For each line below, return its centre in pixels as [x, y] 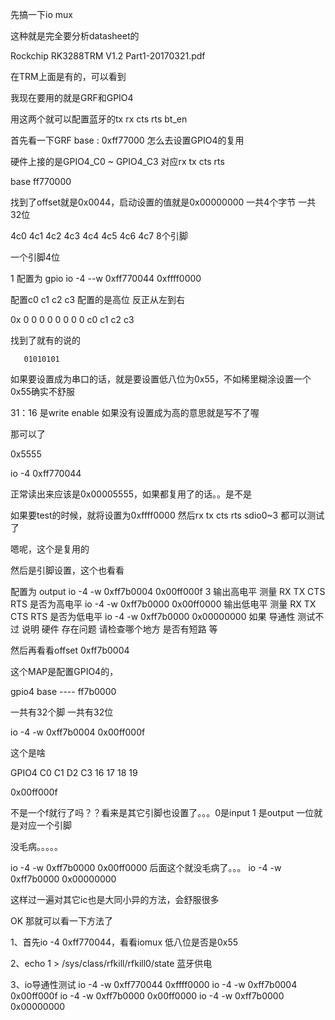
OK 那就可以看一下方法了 [62, 921]
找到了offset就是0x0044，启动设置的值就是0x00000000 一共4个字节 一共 [163, 202]
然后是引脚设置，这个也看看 [67, 570]
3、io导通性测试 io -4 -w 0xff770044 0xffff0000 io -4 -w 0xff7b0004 [154, 984]
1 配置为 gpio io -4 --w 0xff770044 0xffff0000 [106, 278]
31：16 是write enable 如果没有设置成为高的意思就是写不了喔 [135, 412]
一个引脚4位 [35, 257]
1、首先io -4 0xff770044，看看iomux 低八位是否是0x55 [124, 942]
